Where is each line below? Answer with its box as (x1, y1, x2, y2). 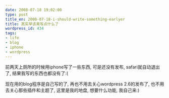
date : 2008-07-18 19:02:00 (5, 7, 62, 13)
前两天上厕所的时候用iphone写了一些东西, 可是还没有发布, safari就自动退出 (5, 64, 160, 70)
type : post (5, 12, 28, 17)
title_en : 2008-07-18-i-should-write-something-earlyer (5, 17, 125, 22)
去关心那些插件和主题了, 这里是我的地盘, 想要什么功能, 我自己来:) (5, 87, 140, 93)
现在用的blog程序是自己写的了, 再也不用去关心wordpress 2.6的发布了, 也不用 (5, 81, 164, 87)
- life (5, 36, 19, 41)
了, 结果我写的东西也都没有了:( (5, 70, 69, 76)
